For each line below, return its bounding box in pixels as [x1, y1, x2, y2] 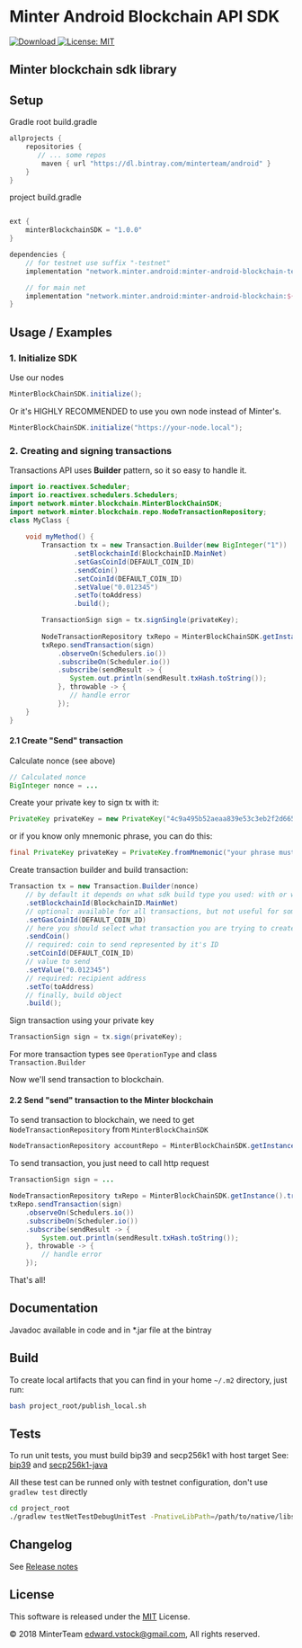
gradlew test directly [9, 1486, 88, 1498]
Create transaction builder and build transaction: [9, 865, 189, 876]
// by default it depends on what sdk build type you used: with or [25, 890, 288, 900]
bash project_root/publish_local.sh [9, 1401, 147, 1411]
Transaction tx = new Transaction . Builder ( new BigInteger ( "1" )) [41, 541, 288, 550]
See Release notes [9, 1561, 78, 1572]
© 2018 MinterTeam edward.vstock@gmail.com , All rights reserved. [9, 1628, 261, 1639]
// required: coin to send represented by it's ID [25, 940, 219, 949]
